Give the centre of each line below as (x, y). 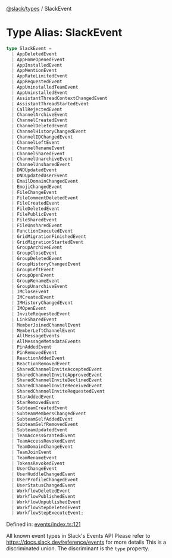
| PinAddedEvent (32, 347)
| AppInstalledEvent (37, 65)
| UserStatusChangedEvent (44, 485)
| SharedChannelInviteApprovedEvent (57, 375)
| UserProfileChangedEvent (45, 480)
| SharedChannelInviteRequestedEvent (58, 391)
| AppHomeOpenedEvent (38, 59)
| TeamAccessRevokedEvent (44, 441)
